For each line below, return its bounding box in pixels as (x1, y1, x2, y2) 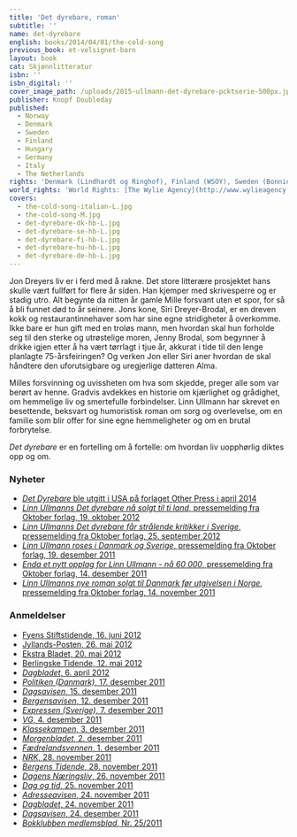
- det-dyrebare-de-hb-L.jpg (17, 251, 121, 261)
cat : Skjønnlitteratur (9, 63, 93, 72)
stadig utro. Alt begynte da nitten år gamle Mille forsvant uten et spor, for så (9, 295, 286, 305)
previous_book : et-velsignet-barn (9, 46, 137, 55)
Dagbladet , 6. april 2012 (21, 667, 110, 678)
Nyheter (9, 472, 46, 485)
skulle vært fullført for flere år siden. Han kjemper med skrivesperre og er (9, 285, 277, 296)
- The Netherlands (17, 169, 86, 178)
